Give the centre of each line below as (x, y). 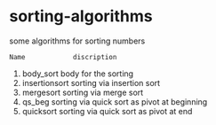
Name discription (63, 57)
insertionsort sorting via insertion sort (91, 82)
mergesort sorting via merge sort (83, 92)
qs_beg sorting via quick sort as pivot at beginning (115, 102)
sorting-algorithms (81, 16)
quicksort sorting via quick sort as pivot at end (107, 111)
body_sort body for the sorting (78, 74)
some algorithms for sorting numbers (77, 41)
